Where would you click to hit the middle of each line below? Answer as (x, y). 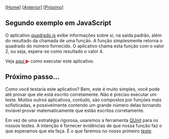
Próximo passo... (33, 77)
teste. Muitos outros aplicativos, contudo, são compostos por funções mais (83, 100)
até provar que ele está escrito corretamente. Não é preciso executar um (81, 94)
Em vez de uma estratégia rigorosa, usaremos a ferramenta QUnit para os (82, 120)
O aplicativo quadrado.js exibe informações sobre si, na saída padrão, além (83, 35)
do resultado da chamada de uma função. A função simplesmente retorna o (84, 40)
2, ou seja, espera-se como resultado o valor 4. (54, 51)
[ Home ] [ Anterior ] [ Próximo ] (35, 7)
